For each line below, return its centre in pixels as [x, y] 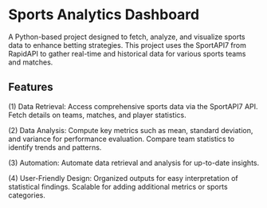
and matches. [31, 62]
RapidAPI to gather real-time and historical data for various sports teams [127, 53]
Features [31, 87]
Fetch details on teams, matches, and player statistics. [97, 115]
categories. [27, 195]
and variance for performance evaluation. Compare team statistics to [122, 139]
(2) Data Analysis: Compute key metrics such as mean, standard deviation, [131, 130]
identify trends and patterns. [55, 147]
